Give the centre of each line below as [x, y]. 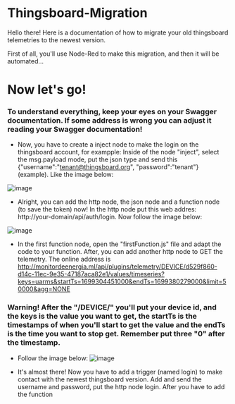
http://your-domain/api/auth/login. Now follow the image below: [110, 217]
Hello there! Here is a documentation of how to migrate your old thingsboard [118, 32]
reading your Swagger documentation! [75, 130]
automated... [26, 61]
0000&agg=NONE [44, 289]
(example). [33, 175]
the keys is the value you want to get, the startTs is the [102, 317]
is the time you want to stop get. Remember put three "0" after [116, 334]
